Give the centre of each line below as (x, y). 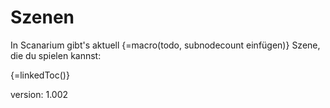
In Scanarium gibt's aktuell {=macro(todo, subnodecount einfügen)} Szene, (165, 45)
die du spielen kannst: (56, 55)
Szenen (42, 17)
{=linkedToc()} (40, 75)
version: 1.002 (39, 94)
